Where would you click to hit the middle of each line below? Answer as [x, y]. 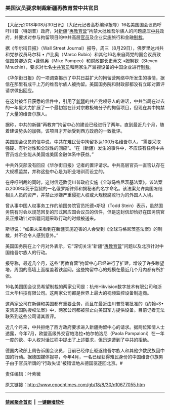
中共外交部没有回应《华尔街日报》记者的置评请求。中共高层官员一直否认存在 [85, 165]
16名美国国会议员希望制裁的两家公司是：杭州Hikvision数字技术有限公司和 [81, 286]
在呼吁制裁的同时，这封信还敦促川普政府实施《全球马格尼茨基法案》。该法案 [84, 182]
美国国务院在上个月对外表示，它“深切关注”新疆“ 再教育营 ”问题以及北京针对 [82, 246]
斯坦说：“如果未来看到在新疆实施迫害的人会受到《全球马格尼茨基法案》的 [82, 229]
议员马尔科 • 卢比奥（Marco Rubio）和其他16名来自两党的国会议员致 [90, 55]
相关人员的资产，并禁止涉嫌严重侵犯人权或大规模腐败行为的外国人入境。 [80, 195]
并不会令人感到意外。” [36, 235]
